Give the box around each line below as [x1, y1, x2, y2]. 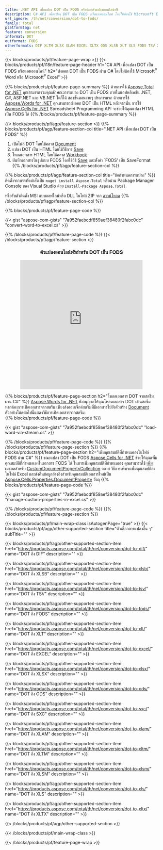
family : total [5, 20, 34, 26]
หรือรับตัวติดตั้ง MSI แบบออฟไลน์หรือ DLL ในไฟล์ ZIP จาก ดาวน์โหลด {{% [5, 193, 130, 198]
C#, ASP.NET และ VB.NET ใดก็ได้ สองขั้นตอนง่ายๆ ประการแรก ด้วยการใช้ [5, 95, 130, 100]
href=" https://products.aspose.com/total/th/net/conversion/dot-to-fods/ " [5, 606, 151, 612]
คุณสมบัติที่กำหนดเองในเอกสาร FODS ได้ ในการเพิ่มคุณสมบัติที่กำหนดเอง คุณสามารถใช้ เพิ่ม [5, 460, 153, 466]
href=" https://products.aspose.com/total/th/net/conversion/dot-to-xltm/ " [5, 746, 151, 752]
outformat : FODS [5, 39, 38, 44]
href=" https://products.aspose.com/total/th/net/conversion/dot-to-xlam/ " [5, 726, 152, 732]
